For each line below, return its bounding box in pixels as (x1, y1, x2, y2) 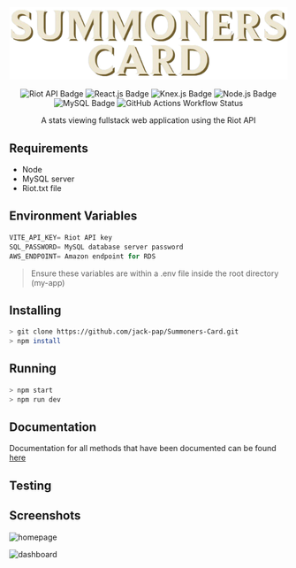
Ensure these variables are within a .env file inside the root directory (30, 268, 279, 279)
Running (9, 361, 57, 376)
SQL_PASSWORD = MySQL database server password (9, 242, 184, 251)
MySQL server (21, 173, 75, 184)
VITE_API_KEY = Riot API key (9, 233, 113, 242)
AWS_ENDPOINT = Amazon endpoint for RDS (9, 251, 156, 261)
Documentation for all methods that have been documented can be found (9, 443, 277, 454)
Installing (9, 303, 62, 318)
